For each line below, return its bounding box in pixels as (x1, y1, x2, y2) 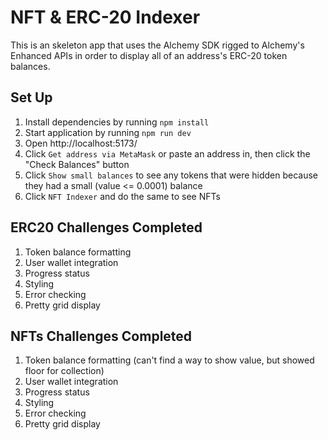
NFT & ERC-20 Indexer (10, 6, 201, 29)
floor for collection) (24, 365, 105, 377)
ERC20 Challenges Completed (10, 219, 203, 236)
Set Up (10, 89, 53, 106)
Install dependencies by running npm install (24, 116, 210, 128)
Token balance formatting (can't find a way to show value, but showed (24, 354, 315, 366)
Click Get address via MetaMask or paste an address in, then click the (24, 147, 311, 160)
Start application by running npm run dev (24, 126, 192, 138)
